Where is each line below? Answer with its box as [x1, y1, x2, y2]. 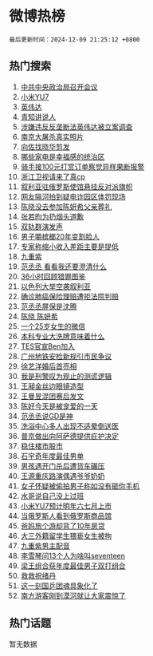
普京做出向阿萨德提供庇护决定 [20, 431, 119, 441]
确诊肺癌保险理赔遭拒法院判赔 [20, 291, 119, 301]
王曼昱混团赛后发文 [20, 391, 84, 401]
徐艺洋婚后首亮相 [20, 361, 77, 371]
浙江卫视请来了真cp [20, 172, 86, 181]
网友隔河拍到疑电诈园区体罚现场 [20, 192, 126, 201]
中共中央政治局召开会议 [20, 81, 98, 92]
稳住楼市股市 [20, 441, 63, 451]
